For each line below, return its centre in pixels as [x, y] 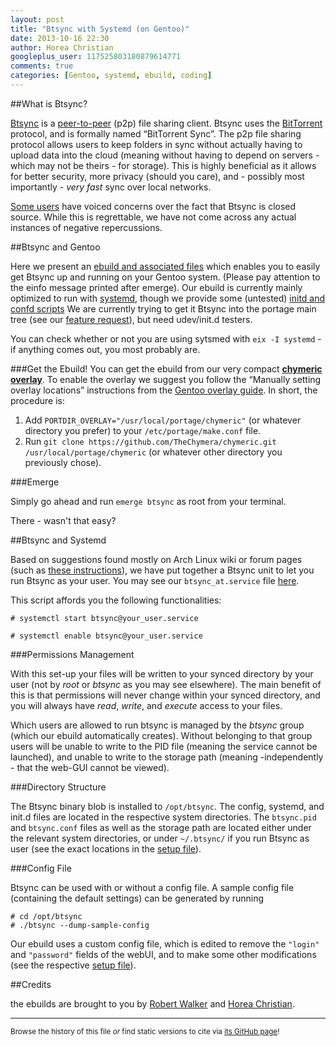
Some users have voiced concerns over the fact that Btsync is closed [153, 206]
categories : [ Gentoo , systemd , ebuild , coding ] [111, 76]
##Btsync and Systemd [58, 540]
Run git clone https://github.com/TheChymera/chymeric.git [150, 441]
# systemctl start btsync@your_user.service [104, 618]
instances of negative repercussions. [86, 227]
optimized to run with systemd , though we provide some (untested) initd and [168, 298]
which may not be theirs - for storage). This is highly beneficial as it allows [163, 165]
